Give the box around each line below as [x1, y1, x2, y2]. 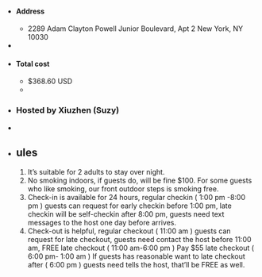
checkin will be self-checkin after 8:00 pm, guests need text [27, 209, 225, 218]
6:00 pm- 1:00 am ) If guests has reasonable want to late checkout [27, 251, 246, 261]
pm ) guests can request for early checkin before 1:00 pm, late [27, 201, 232, 210]
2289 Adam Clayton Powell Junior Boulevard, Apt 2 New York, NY [27, 24, 244, 33]
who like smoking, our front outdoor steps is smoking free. [27, 183, 219, 194]
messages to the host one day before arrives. [27, 217, 177, 227]
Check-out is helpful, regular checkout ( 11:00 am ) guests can [27, 226, 232, 236]
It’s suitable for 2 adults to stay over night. [27, 167, 165, 176]
